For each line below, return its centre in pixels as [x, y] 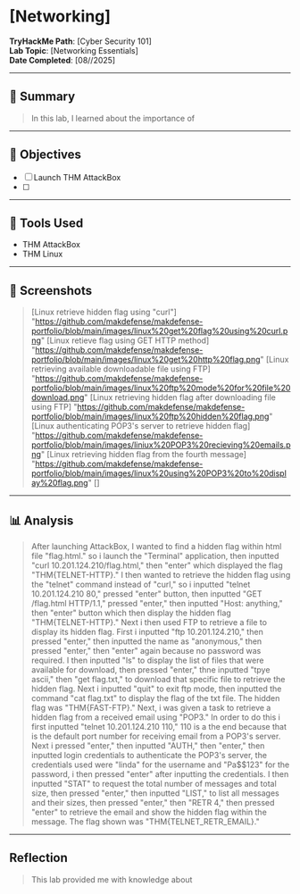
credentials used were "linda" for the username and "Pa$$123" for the [160, 764]
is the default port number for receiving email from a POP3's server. [156, 736]
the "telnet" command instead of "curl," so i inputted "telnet [141, 584]
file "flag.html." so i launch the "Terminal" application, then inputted [155, 556]
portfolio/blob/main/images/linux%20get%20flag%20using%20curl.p [159, 331]
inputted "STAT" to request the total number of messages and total [154, 784]
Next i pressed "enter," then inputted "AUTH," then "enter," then [148, 746]
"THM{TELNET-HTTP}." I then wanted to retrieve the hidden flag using [161, 575]
